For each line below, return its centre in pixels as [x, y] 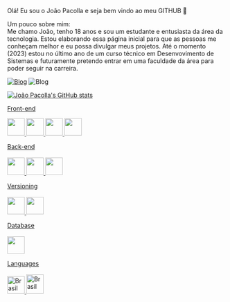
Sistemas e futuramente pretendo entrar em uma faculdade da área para [110, 61]
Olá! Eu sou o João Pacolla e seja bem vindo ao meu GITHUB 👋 [97, 11]
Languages [23, 264]
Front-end [21, 108]
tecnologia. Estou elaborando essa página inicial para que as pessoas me [112, 39]
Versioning [23, 186]
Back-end [21, 146]
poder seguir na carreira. [43, 68]
